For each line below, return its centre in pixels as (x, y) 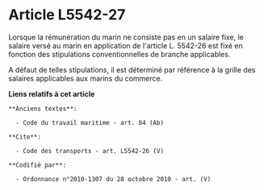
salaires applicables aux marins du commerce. (86, 78)
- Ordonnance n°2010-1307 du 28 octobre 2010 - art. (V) (113, 179)
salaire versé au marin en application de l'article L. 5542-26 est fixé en (126, 45)
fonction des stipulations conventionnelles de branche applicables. (119, 54)
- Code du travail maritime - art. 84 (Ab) (90, 122)
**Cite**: (25, 137)
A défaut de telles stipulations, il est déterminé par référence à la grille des (132, 69)
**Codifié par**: (38, 165)
